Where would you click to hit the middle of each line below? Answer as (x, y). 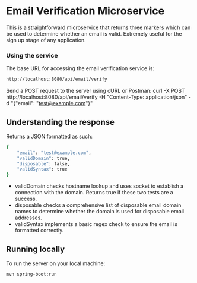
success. (26, 199)
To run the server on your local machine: (56, 263)
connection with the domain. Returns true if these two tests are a (94, 193)
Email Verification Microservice (85, 11)
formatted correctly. (39, 231)
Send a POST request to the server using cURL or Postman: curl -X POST (96, 91)
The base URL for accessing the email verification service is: (80, 68)
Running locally (36, 249)
